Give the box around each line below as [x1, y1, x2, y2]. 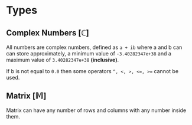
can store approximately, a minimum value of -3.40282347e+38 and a [6, 50, 171, 57]
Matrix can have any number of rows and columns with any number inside [6, 107, 187, 114]
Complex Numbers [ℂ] [6, 28, 90, 38]
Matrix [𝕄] [6, 91, 47, 101]
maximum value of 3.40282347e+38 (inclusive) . [6, 57, 119, 63]
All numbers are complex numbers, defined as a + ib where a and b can [6, 44, 183, 51]
